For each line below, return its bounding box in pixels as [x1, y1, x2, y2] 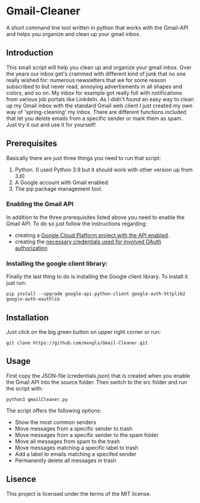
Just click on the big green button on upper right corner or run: [6, 328, 161, 335]
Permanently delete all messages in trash [14, 457, 116, 464]
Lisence [6, 474, 36, 484]
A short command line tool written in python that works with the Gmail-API [6, 24, 189, 31]
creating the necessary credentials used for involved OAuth [14, 238, 161, 245]
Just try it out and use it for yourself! [6, 121, 96, 128]
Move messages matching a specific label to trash [14, 444, 139, 451]
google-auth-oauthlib [6, 296, 60, 302]
